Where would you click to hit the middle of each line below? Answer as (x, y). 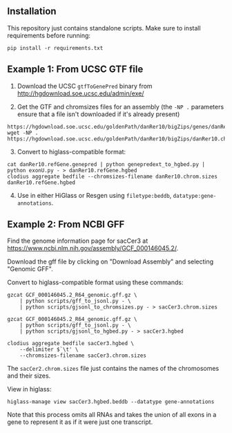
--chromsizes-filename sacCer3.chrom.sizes (83, 356)
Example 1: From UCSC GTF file (75, 70)
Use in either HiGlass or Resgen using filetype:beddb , (94, 195)
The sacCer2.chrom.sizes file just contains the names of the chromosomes (113, 369)
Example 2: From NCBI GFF (66, 224)
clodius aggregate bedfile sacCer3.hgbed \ (71, 344)
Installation (32, 11)
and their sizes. (29, 376)
